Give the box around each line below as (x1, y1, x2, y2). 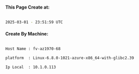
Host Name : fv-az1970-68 (5, 46, 61, 52)
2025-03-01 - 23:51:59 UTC (5, 20, 63, 25)
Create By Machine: (5, 30, 49, 36)
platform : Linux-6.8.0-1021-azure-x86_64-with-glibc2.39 (5, 56, 134, 61)
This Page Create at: (5, 4, 50, 10)
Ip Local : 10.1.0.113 (5, 65, 56, 70)
